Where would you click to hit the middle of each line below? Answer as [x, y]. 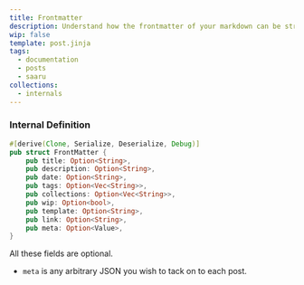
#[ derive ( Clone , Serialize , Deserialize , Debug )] [105, 144]
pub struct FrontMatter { [58, 152]
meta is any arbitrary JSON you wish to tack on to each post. [134, 271]
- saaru [32, 77]
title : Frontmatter [46, 18]
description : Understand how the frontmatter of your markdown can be [145, 26]
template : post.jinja [50, 43]
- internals [40, 93]
